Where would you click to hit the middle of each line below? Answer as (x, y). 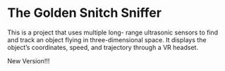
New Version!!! (29, 60)
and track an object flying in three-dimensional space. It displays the (107, 39)
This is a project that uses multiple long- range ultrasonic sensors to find (113, 32)
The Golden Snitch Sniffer (85, 13)
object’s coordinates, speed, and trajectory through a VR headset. (103, 47)
